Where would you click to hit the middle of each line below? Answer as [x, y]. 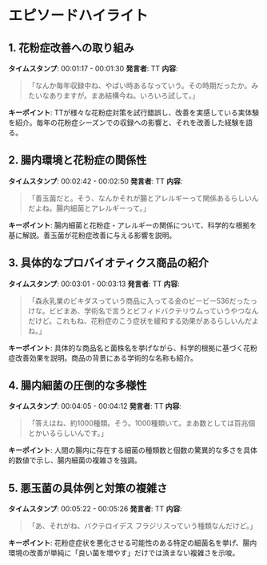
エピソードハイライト [78, 16]
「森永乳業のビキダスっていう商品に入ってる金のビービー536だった [139, 301]
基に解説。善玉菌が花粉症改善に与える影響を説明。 [92, 235]
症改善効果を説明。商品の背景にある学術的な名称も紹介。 [103, 357]
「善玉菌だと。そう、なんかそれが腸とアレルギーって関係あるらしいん [143, 198]
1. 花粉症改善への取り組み [71, 48]
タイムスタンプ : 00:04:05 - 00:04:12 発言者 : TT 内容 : [95, 406]
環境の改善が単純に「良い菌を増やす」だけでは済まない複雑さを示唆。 [124, 553]
